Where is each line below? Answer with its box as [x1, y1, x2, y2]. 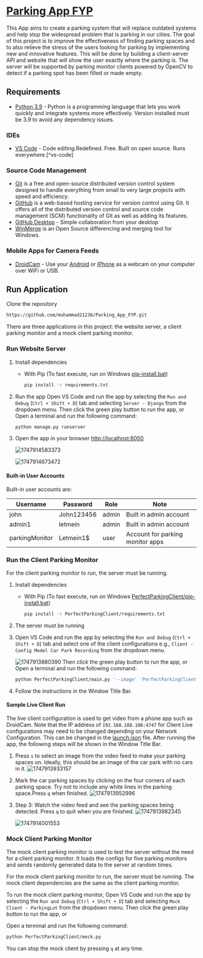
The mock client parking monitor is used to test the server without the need [6, 848, 195, 856]
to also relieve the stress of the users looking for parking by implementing [6, 44, 190, 51]
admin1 [9, 520, 31, 528]
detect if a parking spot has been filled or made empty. [6, 69, 143, 76]
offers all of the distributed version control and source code [14, 206, 164, 213]
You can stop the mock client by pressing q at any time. [6, 945, 144, 952]
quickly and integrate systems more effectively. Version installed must [14, 109, 190, 116]
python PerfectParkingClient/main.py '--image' [14, 676, 137, 682]
